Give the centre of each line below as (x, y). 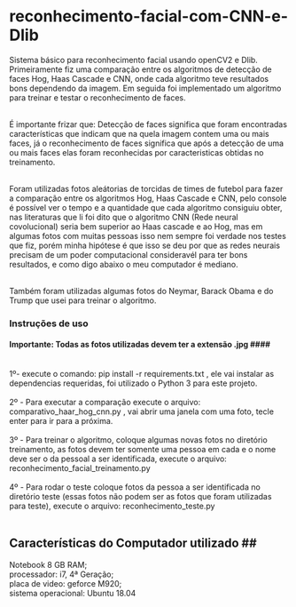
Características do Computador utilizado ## (133, 543)
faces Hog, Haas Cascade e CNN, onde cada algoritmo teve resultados (139, 78)
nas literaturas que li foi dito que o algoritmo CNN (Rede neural (124, 217)
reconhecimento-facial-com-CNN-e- (148, 16)
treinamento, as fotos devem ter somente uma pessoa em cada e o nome (143, 450)
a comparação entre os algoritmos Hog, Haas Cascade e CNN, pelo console (148, 198)
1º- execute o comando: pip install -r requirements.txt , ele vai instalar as (142, 374)
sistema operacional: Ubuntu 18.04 (73, 593)
